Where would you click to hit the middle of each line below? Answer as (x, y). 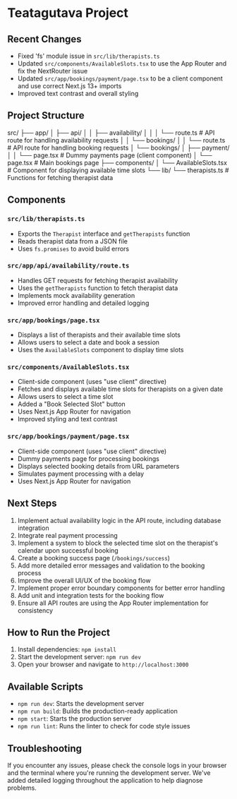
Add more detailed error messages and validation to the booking (111, 565)
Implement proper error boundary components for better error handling (121, 588)
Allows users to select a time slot (65, 397)
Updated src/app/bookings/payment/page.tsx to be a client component (120, 78)
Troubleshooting (45, 749)
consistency (35, 610)
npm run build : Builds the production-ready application (97, 711)
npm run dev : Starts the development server (81, 704)
